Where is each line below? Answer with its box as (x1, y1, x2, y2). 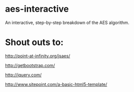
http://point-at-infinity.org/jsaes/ (5, 53, 70, 59)
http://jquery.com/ (5, 72, 42, 78)
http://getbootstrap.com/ (5, 62, 55, 68)
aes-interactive (5, 3, 69, 15)
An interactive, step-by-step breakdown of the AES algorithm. (5, 20, 130, 25)
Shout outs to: (5, 37, 64, 48)
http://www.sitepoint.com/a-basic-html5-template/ (5, 81, 108, 87)
